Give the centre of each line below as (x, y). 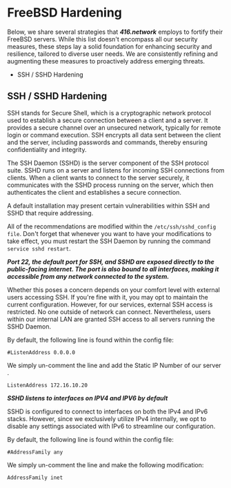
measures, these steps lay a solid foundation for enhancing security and (110, 46)
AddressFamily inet (35, 478)
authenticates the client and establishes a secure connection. (94, 192)
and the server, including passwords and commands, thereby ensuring (108, 142)
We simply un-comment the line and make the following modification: (106, 465)
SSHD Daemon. (29, 326)
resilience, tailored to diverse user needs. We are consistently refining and (113, 54)
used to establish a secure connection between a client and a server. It (108, 120)
